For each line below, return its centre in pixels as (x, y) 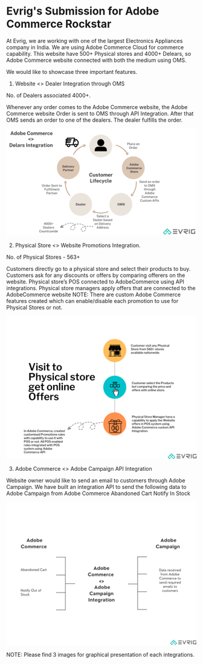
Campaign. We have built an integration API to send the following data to (96, 487)
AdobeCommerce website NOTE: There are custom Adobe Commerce (94, 294)
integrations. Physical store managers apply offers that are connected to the (101, 288)
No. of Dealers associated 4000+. (49, 95)
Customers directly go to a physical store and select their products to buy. (98, 269)
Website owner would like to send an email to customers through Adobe (96, 480)
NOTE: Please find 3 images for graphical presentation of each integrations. (101, 655)
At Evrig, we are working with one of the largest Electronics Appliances (95, 41)
